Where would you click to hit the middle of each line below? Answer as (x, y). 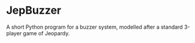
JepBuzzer (34, 10)
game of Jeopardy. (46, 33)
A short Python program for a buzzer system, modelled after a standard (94, 27)
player (14, 33)
